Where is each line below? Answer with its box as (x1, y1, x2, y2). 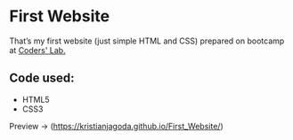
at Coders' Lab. (9, 44, 66, 55)
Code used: (9, 71, 75, 86)
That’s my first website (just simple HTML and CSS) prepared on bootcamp (9, 35, 285, 46)
